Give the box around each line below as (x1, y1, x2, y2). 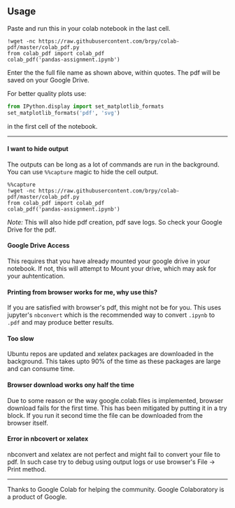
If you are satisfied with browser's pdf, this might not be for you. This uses (7, 304, 222, 312)
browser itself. (7, 418, 49, 427)
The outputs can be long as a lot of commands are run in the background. (7, 160, 220, 169)
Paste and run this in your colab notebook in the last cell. (7, 24, 171, 32)
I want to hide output (7, 145, 69, 153)
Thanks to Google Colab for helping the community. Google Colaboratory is (7, 485, 225, 493)
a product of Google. (7, 493, 68, 501)
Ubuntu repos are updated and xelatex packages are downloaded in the (7, 350, 214, 358)
